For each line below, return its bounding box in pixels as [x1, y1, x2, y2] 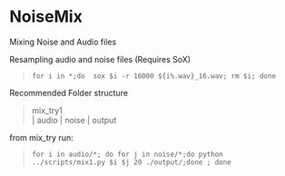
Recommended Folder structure [9, 87, 129, 98]
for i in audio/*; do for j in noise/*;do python [31, 150, 224, 159]
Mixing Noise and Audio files [9, 36, 117, 47]
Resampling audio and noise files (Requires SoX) [9, 54, 192, 64]
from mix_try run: [9, 132, 74, 142]
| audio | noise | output [31, 114, 117, 125]
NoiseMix [9, 6, 84, 27]
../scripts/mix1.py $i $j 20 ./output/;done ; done [31, 157, 231, 167]
